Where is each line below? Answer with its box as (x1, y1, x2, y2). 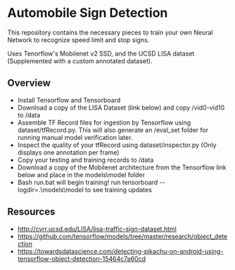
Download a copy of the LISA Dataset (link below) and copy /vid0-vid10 (17, 103, 225, 112)
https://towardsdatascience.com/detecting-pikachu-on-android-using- (17, 247, 224, 255)
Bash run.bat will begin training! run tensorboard (17, 178, 158, 186)
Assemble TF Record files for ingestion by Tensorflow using (17, 118, 191, 127)
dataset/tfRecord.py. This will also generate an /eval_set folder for (17, 125, 209, 134)
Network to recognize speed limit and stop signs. (7, 35, 150, 44)
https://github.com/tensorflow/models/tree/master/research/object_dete (17, 232, 228, 240)
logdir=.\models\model (17, 185, 84, 194)
